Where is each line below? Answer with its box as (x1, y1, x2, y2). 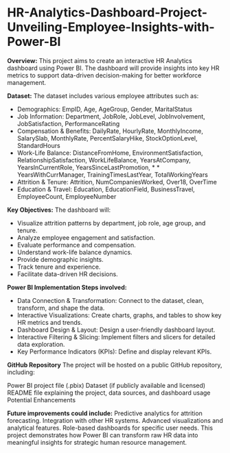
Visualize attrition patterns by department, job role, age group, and (16, 219, 206, 227)
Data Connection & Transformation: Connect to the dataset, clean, (16, 296, 204, 304)
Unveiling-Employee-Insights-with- (7, 19, 215, 35)
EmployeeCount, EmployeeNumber (16, 192, 117, 200)
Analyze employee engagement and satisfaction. (16, 233, 156, 241)
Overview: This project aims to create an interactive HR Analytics (7, 56, 192, 64)
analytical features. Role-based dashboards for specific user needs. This (7, 424, 214, 432)
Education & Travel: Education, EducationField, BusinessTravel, (16, 185, 196, 193)
